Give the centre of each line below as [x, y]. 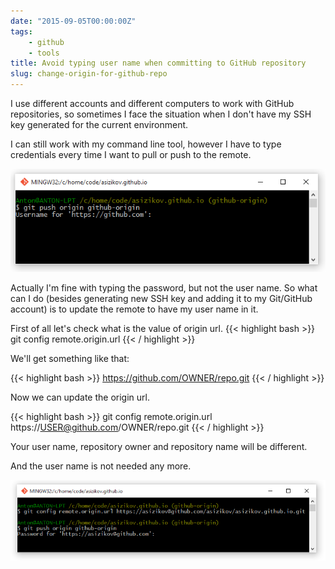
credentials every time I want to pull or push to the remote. [131, 154]
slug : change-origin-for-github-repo [89, 74]
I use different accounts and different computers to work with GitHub [152, 103]
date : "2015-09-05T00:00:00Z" [73, 21]
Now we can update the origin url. [80, 397]
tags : [21, 31]
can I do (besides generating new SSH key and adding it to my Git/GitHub [161, 299]
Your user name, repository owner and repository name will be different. [159, 447]
